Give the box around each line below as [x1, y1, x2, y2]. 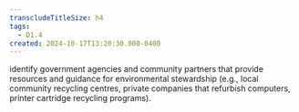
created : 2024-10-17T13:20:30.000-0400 [9, 38, 161, 48]
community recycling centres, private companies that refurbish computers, [9, 83, 291, 94]
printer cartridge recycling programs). [9, 93, 152, 104]
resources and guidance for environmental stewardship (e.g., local [9, 74, 259, 85]
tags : [9, 22, 30, 31]
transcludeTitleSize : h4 [9, 13, 104, 23]
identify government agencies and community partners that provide [9, 64, 264, 75]
